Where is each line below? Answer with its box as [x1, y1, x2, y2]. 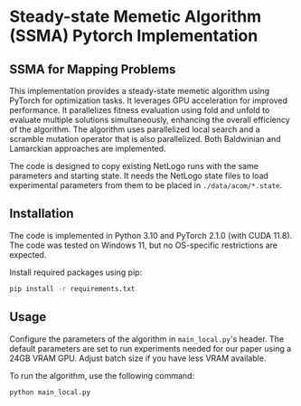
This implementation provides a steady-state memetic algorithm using [9, 86, 270, 96]
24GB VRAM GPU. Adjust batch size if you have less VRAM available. [9, 353, 267, 364]
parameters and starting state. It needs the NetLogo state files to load [9, 170, 269, 181]
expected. [9, 249, 47, 260]
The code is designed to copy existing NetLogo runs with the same [9, 161, 259, 171]
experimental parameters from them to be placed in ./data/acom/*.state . [9, 180, 283, 191]
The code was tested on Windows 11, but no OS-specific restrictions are [9, 240, 278, 250]
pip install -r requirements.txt [9, 284, 136, 293]
